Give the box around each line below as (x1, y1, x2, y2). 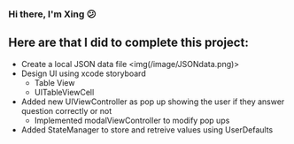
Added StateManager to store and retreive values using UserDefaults (20, 124, 274, 135)
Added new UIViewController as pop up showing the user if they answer (20, 96, 285, 107)
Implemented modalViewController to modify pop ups (34, 115, 230, 125)
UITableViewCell (34, 87, 95, 97)
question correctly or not (20, 105, 112, 116)
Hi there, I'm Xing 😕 (8, 8, 97, 20)
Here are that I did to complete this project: (8, 35, 249, 50)
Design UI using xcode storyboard (20, 68, 147, 79)
